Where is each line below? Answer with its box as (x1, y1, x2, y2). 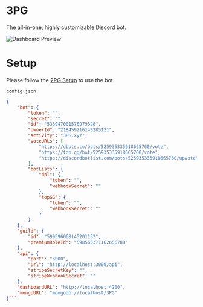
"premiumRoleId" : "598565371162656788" (28, 239, 129, 245)
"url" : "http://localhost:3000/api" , (28, 262, 123, 268)
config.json (6, 88, 36, 94)
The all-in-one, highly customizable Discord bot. (6, 24, 127, 31)
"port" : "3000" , (28, 256, 69, 262)
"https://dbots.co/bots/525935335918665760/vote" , (38, 143, 169, 150)
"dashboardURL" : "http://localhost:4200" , (17, 284, 126, 290)
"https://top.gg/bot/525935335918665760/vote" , (38, 149, 161, 155)
